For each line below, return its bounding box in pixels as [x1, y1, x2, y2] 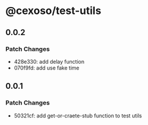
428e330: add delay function [13, 58, 85, 65]
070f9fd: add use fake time [13, 64, 80, 71]
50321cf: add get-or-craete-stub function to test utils [13, 112, 142, 119]
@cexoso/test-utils [5, 4, 102, 18]
